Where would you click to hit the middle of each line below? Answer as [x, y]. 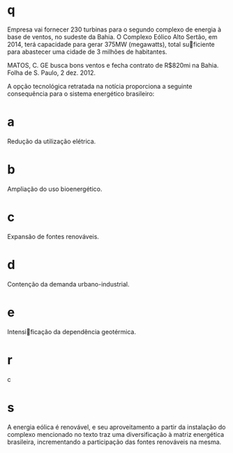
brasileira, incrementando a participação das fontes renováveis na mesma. [114, 442]
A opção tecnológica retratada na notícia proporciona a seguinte [100, 86]
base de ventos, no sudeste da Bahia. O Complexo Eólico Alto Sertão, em [112, 36]
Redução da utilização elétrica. [52, 141]
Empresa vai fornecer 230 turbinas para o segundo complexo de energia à [114, 29]
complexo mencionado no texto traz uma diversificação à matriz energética [116, 434]
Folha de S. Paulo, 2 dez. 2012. [52, 73]
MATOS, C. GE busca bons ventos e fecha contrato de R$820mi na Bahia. [113, 65]
